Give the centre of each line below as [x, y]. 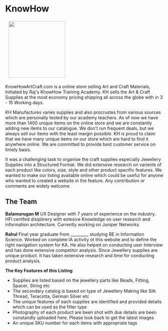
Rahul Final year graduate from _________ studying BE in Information [75, 234]
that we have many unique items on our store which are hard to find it [77, 139]
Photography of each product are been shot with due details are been [85, 312]
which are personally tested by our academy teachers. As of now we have [82, 117]
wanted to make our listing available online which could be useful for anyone [84, 175]
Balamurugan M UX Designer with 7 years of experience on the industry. [81, 214]
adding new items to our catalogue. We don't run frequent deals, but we [79, 128]
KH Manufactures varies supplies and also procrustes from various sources [83, 112]
